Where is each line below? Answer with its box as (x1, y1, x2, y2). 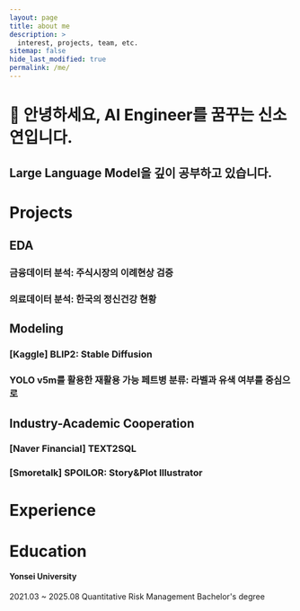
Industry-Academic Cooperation (9, 415, 195, 431)
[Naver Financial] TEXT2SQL (9, 442, 137, 455)
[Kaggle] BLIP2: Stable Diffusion (9, 348, 153, 360)
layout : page (9, 13, 58, 22)
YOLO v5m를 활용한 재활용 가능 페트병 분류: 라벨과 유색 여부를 (9, 374, 263, 386)
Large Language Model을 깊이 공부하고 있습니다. (9, 165, 272, 181)
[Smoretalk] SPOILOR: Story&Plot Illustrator (9, 466, 203, 479)
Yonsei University (9, 571, 77, 582)
